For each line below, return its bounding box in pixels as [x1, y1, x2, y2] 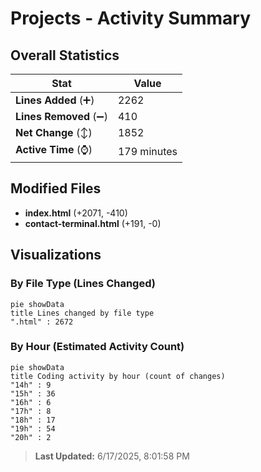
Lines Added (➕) [15, 93, 95, 107]
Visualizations [10, 247, 102, 264]
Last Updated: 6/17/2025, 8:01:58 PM [34, 450, 190, 462]
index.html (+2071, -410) [24, 207, 128, 219]
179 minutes [117, 144, 178, 158]
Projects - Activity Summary [10, 7, 252, 30]
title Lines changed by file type [10, 308, 155, 318]
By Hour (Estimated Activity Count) [10, 340, 185, 354]
